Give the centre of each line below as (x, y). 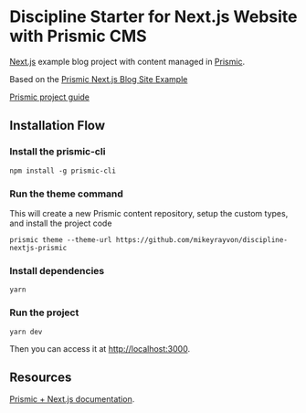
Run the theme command (66, 194)
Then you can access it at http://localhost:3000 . (100, 348)
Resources (41, 377)
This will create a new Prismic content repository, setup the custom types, (149, 213)
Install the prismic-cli (58, 152)
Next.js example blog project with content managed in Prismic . (127, 61)
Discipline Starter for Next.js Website (154, 17)
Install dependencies (57, 270)
